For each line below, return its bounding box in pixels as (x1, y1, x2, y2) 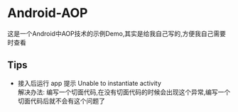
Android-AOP (7, 5, 88, 21)
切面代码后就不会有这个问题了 (17, 96, 105, 105)
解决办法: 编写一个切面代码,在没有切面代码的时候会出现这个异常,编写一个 (17, 87, 231, 96)
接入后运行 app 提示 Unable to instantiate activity (17, 79, 162, 87)
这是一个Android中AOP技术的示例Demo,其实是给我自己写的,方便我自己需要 (7, 29, 226, 38)
